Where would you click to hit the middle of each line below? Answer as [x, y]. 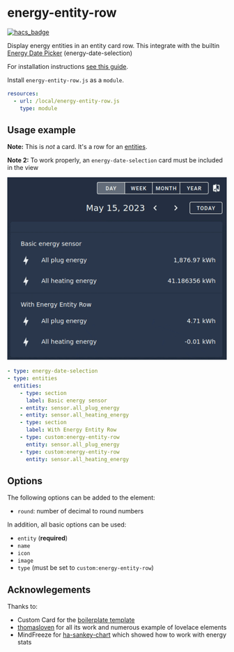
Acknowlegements [49, 590]
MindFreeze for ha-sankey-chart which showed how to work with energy [122, 635]
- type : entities [32, 379]
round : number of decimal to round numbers [80, 511]
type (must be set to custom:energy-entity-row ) [86, 568]
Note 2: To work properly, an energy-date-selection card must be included [115, 160]
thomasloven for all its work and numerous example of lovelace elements [122, 628]
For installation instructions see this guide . [68, 66]
